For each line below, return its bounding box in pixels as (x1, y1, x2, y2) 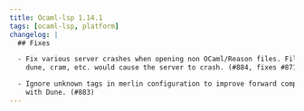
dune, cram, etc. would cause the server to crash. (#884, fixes (25, 63, 278, 72)
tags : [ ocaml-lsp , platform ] (9, 22, 119, 31)
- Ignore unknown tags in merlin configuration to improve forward (17, 79, 278, 88)
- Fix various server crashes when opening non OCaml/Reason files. (17, 55, 281, 64)
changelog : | (9, 30, 59, 39)
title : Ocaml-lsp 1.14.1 (9, 13, 103, 23)
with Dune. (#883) (25, 88, 95, 97)
